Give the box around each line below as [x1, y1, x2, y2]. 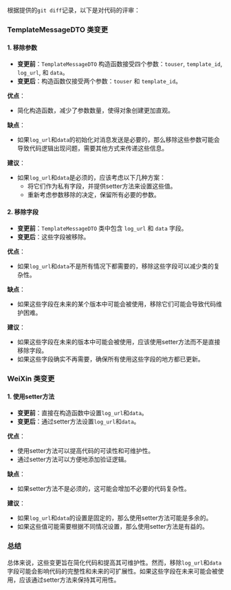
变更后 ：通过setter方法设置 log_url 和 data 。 [16, 417, 140, 425]
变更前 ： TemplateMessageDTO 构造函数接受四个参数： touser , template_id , [16, 60, 223, 68]
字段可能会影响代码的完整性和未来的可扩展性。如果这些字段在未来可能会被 [7, 567, 218, 575]
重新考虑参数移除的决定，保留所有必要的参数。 [27, 191, 160, 199]
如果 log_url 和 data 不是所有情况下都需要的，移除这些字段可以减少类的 [16, 262, 214, 271]
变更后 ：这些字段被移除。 [16, 233, 90, 241]
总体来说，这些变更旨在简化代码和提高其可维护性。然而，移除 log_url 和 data [7, 558, 222, 567]
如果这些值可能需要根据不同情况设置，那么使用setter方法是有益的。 [16, 523, 208, 531]
